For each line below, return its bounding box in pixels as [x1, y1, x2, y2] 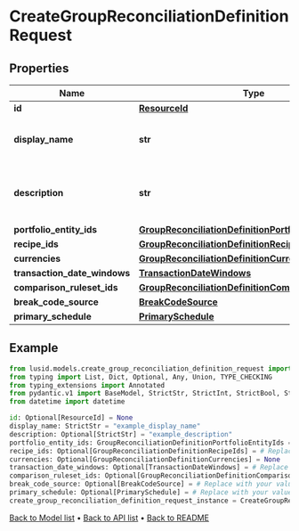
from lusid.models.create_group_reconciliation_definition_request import [9, 364, 293, 373]
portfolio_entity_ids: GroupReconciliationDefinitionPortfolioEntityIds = [9, 438, 293, 447]
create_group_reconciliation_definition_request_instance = [9, 496, 238, 505]
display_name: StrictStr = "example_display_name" [9, 421, 201, 431]
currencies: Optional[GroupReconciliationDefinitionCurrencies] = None [9, 454, 280, 464]
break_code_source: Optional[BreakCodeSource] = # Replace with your [9, 479, 273, 489]
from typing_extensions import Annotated [9, 380, 166, 389]
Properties [9, 61, 69, 76]
